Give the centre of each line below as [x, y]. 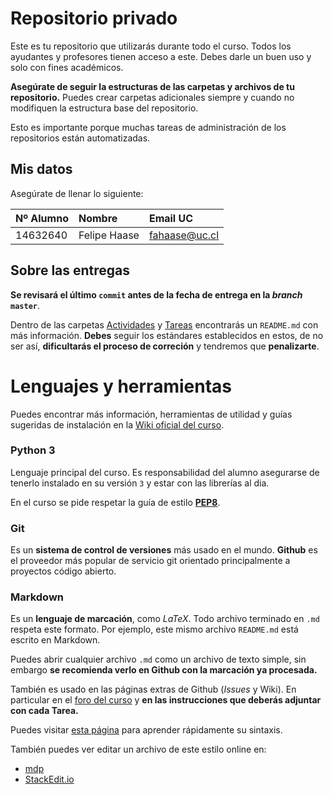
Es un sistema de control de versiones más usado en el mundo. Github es [164, 550]
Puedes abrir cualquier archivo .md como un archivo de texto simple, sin [158, 659]
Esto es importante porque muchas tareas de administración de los [148, 127]
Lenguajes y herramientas [121, 386]
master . [25, 305]
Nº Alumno [42, 218]
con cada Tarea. [44, 711]
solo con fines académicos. [67, 67]
